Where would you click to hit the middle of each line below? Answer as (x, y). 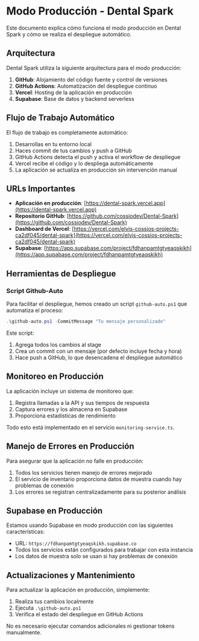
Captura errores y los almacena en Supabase (71, 409)
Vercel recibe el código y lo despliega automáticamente (84, 163)
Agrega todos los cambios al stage (58, 344)
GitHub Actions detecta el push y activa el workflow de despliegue (98, 157)
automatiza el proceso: (35, 311)
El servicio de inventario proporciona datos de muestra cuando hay (98, 479)
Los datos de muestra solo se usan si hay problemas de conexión (96, 556)
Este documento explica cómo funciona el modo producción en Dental (94, 28)
